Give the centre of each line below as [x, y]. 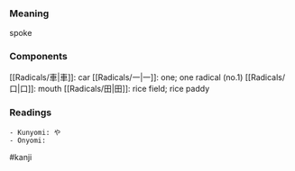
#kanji [21, 157]
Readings [31, 112]
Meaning [29, 13]
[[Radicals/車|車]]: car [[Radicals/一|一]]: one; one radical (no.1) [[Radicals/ [147, 77]
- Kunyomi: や [35, 132]
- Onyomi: [28, 140]
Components [38, 57]
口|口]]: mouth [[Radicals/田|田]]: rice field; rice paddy [110, 88]
